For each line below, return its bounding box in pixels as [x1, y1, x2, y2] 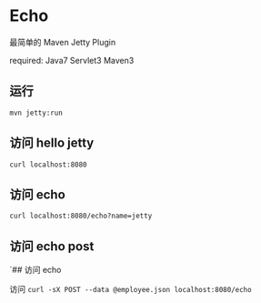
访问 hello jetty [9, 136, 95, 151]
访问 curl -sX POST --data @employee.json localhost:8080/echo [9, 284, 252, 295]
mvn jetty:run [9, 108, 64, 117]
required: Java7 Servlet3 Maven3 [9, 55, 135, 66]
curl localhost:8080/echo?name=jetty [9, 211, 153, 221]
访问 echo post [9, 238, 95, 254]
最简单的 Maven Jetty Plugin [9, 36, 116, 47]
